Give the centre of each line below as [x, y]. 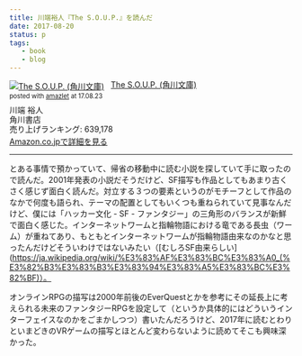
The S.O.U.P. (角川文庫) [154, 85]
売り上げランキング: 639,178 [62, 129]
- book [34, 51]
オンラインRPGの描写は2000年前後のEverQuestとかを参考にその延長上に [145, 297]
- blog [34, 59]
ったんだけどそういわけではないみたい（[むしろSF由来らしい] [124, 248]
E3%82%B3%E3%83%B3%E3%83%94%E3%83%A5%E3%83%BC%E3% [150, 268]
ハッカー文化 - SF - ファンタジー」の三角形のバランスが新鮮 [175, 214]
